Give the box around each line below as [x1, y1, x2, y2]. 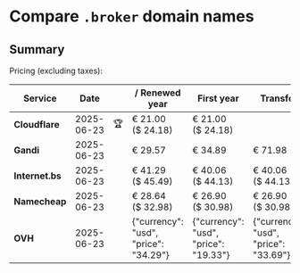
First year [197, 92, 239, 104]
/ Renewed [134, 87, 181, 99]
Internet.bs [13, 170, 62, 182]
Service [23, 92, 57, 104]
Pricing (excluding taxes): [9, 65, 104, 76]
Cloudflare [13, 119, 60, 130]
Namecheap [13, 195, 67, 207]
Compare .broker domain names [9, 6, 254, 27]
